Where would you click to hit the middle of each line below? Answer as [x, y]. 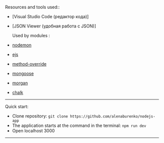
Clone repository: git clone [40, 116]
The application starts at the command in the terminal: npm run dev [79, 125]
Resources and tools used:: [32, 7]
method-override [29, 64]
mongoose [23, 73]
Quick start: [17, 107]
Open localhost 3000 [33, 131]
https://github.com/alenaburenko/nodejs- [113, 117]
